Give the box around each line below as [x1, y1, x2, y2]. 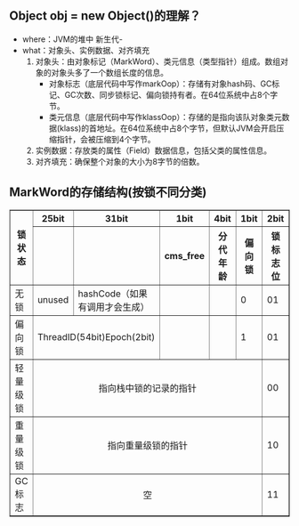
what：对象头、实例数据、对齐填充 [21, 45, 149, 55]
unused [36, 293, 69, 305]
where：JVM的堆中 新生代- [21, 34, 123, 45]
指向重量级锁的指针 [107, 439, 189, 451]
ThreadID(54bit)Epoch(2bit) [36, 330, 156, 343]
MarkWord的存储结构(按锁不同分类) [9, 185, 207, 200]
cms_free [164, 249, 206, 262]
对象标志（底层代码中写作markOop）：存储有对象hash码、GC [48, 78, 272, 89]
